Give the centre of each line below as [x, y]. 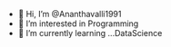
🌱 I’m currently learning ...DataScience [90, 33]
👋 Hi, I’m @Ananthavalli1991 [70, 14]
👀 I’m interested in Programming [78, 23]
